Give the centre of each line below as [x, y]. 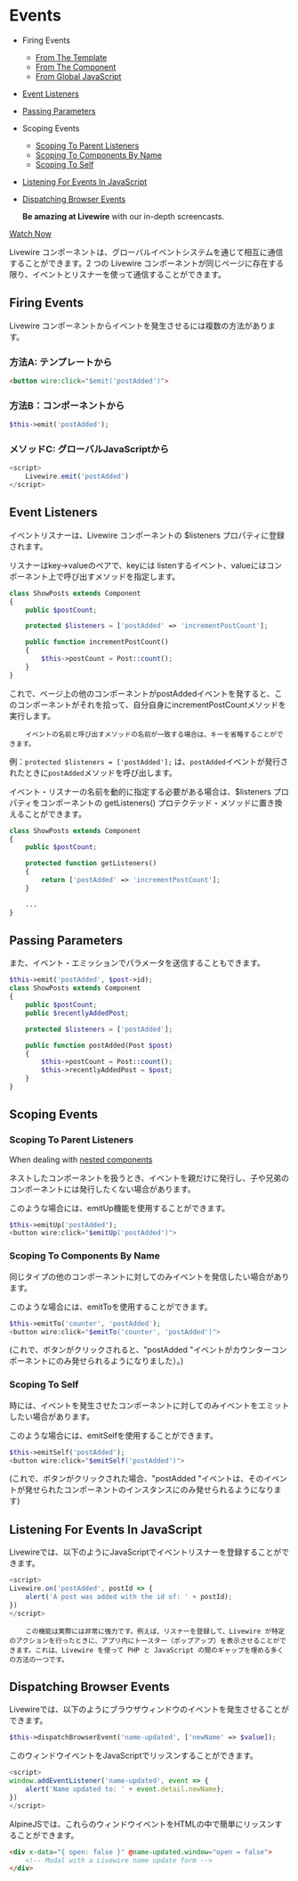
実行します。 [32, 715]
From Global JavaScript [78, 76]
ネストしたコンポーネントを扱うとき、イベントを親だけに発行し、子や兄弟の [149, 1177]
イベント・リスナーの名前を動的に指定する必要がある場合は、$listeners [140, 791]
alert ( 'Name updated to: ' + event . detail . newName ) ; [125, 1789]
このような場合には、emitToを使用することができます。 [111, 1307]
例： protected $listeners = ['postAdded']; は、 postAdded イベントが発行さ [149, 761]
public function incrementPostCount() [97, 642]
